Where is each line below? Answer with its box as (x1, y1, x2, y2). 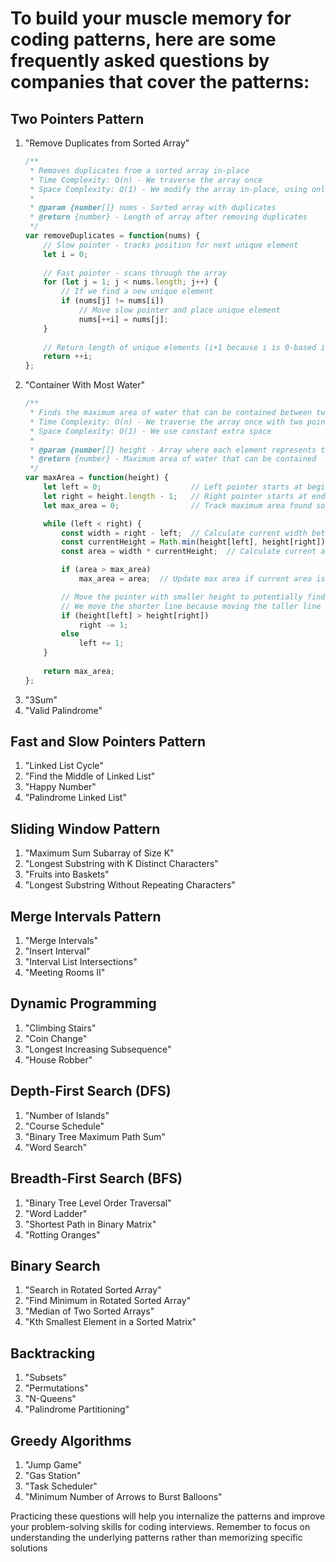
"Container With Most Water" (24, 379, 146, 391)
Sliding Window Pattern (10, 820, 161, 837)
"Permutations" (24, 1382, 89, 1394)
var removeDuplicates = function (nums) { (24, 231, 201, 241)
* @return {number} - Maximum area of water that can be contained (29, 454, 317, 464)
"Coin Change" (24, 1032, 88, 1044)
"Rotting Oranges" (24, 1228, 101, 1241)
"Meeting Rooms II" (24, 967, 106, 979)
